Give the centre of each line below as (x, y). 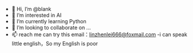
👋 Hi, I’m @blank (31, 9)
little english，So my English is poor (55, 43)
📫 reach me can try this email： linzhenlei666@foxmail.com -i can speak (99, 34)
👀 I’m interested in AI (37, 15)
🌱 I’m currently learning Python (49, 21)
